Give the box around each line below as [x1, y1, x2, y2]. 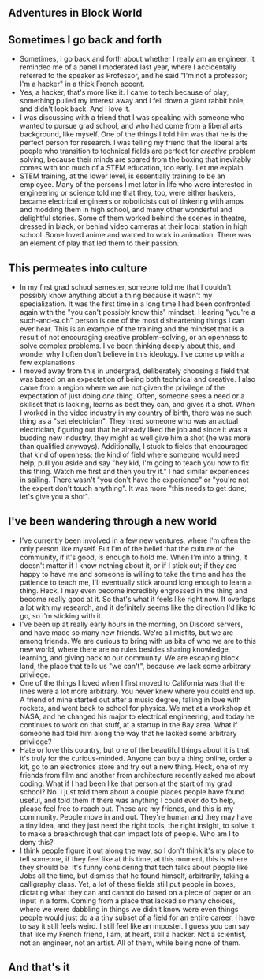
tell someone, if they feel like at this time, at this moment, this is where [19, 854, 248, 863]
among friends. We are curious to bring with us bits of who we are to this [19, 636, 256, 645]
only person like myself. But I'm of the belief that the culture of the [19, 544, 235, 553]
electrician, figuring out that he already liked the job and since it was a [19, 425, 248, 435]
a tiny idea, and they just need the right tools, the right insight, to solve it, [19, 820, 257, 830]
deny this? [19, 837, 54, 846]
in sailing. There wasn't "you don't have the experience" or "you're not [19, 475, 250, 484]
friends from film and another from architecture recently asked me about [19, 770, 256, 779]
